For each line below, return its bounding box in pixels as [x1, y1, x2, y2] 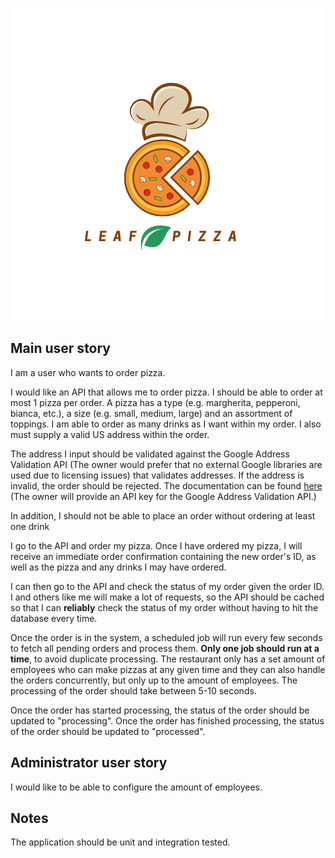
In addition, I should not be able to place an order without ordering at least [10, 509, 316, 522]
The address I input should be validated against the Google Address [10, 448, 290, 460]
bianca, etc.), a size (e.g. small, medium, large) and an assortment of [10, 407, 293, 419]
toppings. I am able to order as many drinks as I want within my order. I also [10, 418, 322, 430]
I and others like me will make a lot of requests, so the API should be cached [10, 591, 325, 603]
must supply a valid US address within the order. [10, 428, 210, 440]
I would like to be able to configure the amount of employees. [10, 781, 263, 793]
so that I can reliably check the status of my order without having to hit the [10, 601, 319, 613]
